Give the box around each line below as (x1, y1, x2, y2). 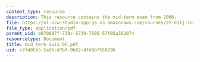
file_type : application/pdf (6, 25, 76, 31)
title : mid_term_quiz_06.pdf (6, 42, 79, 48)
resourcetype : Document (6, 36, 65, 42)
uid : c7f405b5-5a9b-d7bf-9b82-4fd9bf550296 (6, 47, 116, 53)
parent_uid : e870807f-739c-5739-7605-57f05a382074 (6, 31, 135, 37)
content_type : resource (6, 8, 65, 15)
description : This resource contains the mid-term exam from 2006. (6, 14, 177, 20)
